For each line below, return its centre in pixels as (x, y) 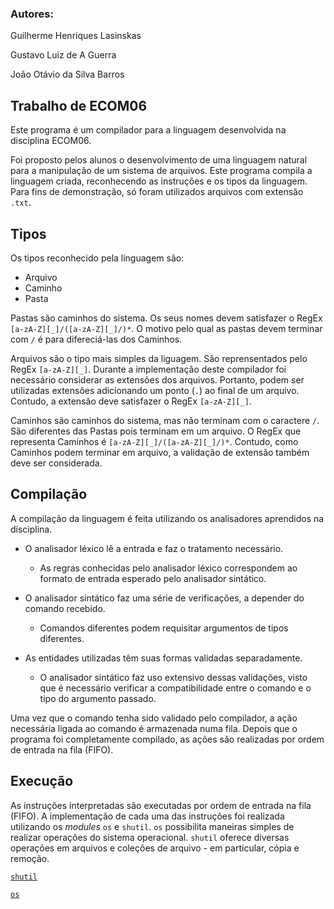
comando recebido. (65, 608)
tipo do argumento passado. (98, 698)
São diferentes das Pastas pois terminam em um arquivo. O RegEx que (156, 431)
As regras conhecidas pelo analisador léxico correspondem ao (168, 568)
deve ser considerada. (56, 463)
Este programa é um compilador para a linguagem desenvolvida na (148, 130)
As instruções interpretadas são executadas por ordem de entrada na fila (161, 805)
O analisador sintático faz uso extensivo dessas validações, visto (173, 677)
